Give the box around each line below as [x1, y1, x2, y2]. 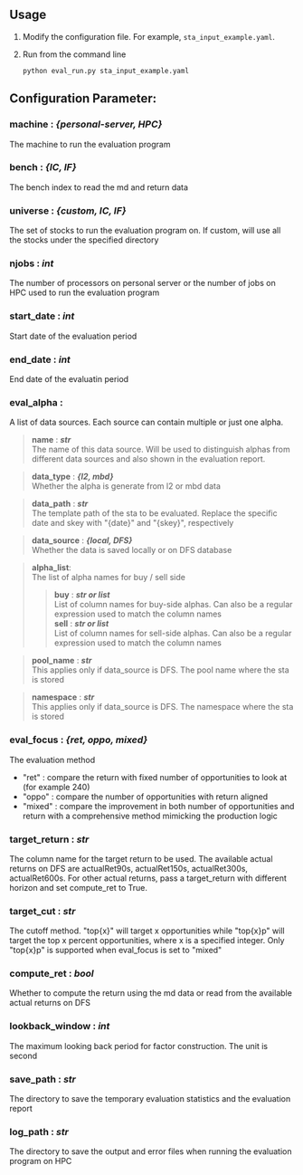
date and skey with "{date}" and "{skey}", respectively [31, 518, 234, 529]
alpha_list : [31, 562, 72, 573]
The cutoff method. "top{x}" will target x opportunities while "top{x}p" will [9, 925, 285, 936]
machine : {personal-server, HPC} [9, 118, 163, 130]
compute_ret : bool [9, 968, 95, 980]
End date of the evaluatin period [9, 373, 129, 384]
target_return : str [9, 833, 90, 845]
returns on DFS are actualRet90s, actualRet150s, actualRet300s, [9, 863, 249, 874]
